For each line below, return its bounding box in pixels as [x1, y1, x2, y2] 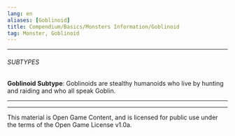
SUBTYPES [7, 57, 40, 66]
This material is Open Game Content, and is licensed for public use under [7, 113, 218, 122]
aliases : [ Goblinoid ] [7, 17, 71, 24]
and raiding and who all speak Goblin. [7, 86, 116, 95]
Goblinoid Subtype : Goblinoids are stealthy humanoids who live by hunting [7, 80, 224, 88]
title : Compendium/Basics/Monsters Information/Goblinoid [7, 23, 180, 30]
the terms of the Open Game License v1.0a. [7, 121, 132, 129]
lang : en [7, 10, 33, 17]
